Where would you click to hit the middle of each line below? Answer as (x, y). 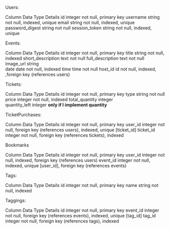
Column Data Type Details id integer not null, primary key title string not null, (85, 53)
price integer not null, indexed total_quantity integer (59, 99)
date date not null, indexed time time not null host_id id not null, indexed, (81, 69)
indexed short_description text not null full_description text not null (75, 58)
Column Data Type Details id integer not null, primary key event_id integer (82, 210)
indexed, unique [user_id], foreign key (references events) (66, 166)
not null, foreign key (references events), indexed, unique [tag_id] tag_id (81, 216)
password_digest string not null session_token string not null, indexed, (79, 28)
